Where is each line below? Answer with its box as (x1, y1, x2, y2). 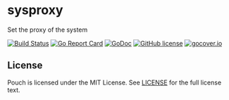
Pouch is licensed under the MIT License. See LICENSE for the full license (7, 78, 222, 87)
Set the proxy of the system (7, 25, 88, 34)
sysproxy (7, 2, 63, 18)
